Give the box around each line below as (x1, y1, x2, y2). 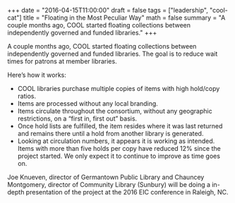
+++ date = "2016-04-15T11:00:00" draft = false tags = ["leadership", (7, 6, 208, 14)
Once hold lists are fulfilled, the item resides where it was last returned (17, 122, 223, 130)
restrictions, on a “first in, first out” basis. (17, 114, 138, 123)
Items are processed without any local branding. (17, 99, 159, 108)
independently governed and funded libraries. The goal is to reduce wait (7, 49, 218, 58)
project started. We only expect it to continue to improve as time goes (17, 152, 221, 160)
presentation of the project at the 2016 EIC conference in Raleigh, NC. (25, 188, 229, 196)
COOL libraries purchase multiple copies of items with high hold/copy (17, 85, 220, 92)
